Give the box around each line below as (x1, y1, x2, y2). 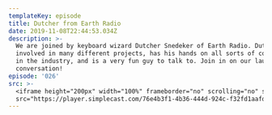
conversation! (15, 65, 63, 73)
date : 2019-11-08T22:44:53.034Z (8, 27, 117, 35)
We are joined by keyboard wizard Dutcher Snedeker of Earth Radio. (15, 42, 252, 50)
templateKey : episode (8, 11, 82, 20)
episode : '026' (8, 72, 60, 80)
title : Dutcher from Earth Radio (8, 19, 121, 28)
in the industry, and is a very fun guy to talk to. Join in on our (15, 57, 252, 66)
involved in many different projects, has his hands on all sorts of (15, 49, 255, 57)
